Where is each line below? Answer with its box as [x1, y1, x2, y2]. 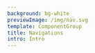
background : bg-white [7, 10, 70, 17]
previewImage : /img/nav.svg [7, 17, 89, 23]
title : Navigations [7, 29, 64, 36]
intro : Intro [7, 36, 45, 43]
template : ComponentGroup [7, 23, 82, 30]
